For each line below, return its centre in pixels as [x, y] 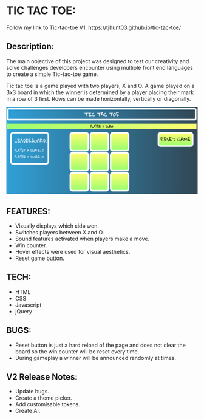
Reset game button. [40, 258]
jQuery [23, 311]
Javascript [28, 305]
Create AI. [28, 411]
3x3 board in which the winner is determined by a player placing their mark [100, 92]
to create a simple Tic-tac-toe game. [52, 74]
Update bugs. [32, 392]
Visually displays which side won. [57, 226]
